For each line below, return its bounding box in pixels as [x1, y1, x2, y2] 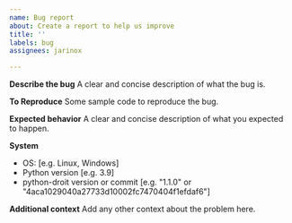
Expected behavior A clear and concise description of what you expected [9, 114, 284, 124]
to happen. [9, 123, 49, 134]
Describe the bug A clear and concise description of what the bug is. [9, 79, 266, 90]
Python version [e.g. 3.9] [22, 167, 115, 178]
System [9, 141, 39, 151]
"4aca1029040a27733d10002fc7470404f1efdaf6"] [22, 186, 211, 197]
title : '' [9, 30, 47, 39]
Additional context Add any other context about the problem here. [9, 203, 256, 215]
